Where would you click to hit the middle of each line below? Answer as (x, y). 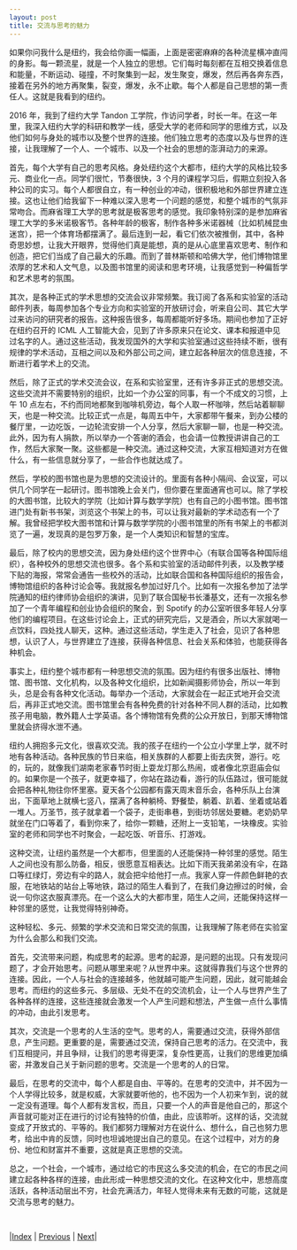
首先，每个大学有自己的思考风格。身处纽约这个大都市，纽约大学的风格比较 (145, 167)
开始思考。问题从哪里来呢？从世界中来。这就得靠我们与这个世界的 (168, 967)
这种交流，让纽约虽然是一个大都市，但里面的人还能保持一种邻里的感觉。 (141, 852)
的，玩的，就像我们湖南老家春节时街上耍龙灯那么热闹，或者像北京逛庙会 (141, 767)
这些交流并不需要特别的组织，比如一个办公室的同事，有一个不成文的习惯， (145, 393)
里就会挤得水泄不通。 (48, 726)
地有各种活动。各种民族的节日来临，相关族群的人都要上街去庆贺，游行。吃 (145, 756)
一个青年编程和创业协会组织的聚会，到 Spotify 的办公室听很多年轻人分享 (156, 608)
